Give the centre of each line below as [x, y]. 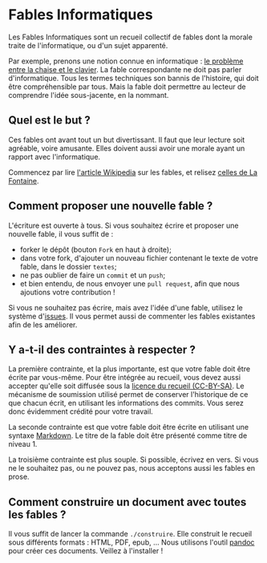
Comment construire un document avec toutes [127, 502]
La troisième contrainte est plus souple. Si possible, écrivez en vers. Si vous [133, 460]
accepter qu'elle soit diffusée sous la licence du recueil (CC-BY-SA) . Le [126, 386]
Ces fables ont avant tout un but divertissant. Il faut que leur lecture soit [127, 140]
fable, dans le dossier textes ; [68, 266]
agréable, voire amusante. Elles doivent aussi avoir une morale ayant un [127, 148]
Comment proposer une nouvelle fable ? [111, 206]
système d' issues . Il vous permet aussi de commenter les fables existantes [132, 316]
